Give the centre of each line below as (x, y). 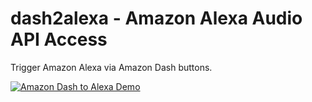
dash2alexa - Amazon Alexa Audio (156, 18)
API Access (59, 39)
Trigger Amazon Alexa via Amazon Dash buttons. (111, 67)
